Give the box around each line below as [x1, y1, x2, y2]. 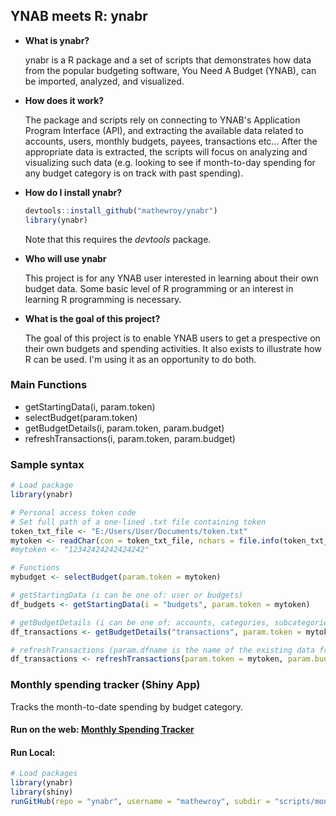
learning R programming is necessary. [24, 293, 182, 305]
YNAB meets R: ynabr [10, 8, 148, 25]
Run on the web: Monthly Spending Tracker [10, 724, 195, 736]
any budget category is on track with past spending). [24, 167, 244, 179]
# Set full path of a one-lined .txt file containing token [10, 517, 267, 527]
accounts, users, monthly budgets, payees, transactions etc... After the [24, 135, 318, 147]
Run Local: [10, 746, 56, 758]
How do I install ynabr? [24, 186, 123, 198]
